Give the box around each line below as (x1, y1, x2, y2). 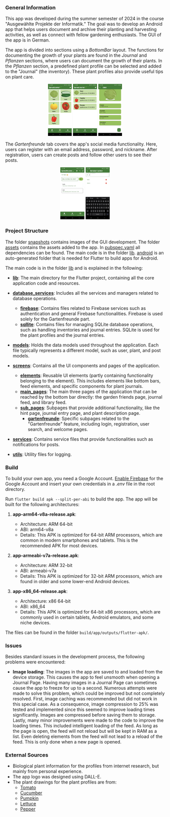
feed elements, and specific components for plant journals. (20, 383, 143, 389)
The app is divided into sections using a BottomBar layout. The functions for (5, 47, 164, 53)
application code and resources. (12, 280, 80, 286)
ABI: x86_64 (20, 603, 46, 610)
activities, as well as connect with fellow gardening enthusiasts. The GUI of (5, 32, 162, 38)
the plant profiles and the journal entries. (20, 332, 105, 338)
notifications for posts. (12, 441, 60, 447)
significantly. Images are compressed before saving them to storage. (12, 712, 156, 718)
